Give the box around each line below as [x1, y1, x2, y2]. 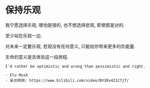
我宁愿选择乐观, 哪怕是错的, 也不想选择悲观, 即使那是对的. [5, 22, 125, 28]
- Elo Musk [5, 72, 28, 77]
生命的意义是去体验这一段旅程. [5, 53, 69, 60]
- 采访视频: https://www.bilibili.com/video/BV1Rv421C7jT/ [5, 78, 129, 83]
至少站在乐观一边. [5, 32, 42, 38]
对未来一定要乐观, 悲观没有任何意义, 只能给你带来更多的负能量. [5, 43, 135, 49]
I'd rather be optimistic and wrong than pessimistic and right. [5, 63, 145, 69]
